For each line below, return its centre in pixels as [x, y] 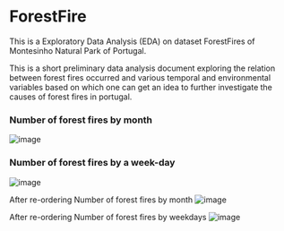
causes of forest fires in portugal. [71, 97]
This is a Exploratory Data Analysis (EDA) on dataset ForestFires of [132, 41]
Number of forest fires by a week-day [92, 163]
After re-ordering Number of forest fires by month [101, 200]
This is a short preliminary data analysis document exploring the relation [142, 68]
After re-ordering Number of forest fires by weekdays [108, 217]
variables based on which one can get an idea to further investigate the [141, 87]
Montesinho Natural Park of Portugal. [78, 50]
